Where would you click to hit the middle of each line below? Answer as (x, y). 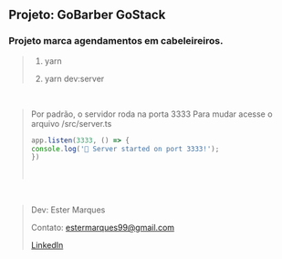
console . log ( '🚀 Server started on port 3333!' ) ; (125, 149)
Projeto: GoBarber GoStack (87, 15)
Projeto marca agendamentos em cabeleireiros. (116, 41)
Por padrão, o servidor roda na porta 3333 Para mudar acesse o (151, 114)
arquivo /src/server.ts (71, 123)
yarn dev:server (74, 78)
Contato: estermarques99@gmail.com (103, 228)
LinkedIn (47, 245)
